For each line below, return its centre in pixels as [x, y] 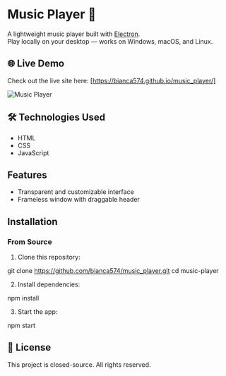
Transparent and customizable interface [76, 192]
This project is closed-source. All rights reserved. [79, 364]
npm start [22, 326]
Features [27, 175]
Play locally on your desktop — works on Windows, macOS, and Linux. [110, 41]
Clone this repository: [49, 257]
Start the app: [37, 312]
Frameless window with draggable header [78, 200]
